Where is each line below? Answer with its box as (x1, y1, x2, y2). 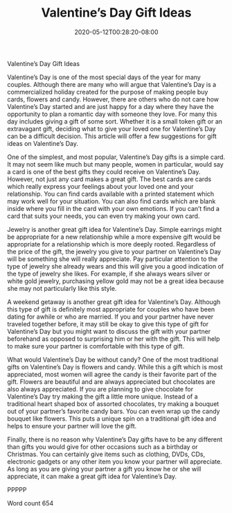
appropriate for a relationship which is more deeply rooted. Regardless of (7, 239, 216, 248)
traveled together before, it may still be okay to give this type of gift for (7, 319, 209, 328)
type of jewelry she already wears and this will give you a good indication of (7, 262, 224, 270)
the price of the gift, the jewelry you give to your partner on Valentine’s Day (7, 247, 222, 255)
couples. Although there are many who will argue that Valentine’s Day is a (7, 80, 217, 88)
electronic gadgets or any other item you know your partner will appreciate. (7, 457, 223, 466)
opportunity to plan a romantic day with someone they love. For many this (7, 110, 217, 118)
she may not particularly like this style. (7, 284, 117, 292)
